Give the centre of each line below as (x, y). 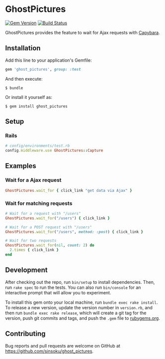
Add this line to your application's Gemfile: (48, 60)
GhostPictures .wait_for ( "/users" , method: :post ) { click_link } (74, 232)
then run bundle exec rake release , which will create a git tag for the (76, 313)
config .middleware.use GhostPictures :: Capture (54, 151)
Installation (23, 48)
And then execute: (24, 79)
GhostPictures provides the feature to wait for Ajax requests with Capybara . (82, 32)
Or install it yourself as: (29, 97)
